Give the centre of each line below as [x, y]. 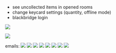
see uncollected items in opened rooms [52, 7]
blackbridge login [30, 17]
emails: [12, 46]
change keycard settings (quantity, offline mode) [62, 12]
